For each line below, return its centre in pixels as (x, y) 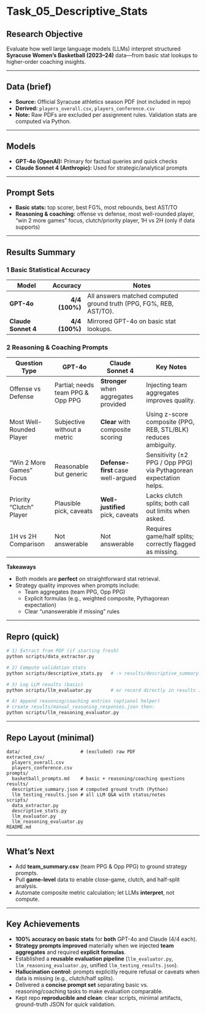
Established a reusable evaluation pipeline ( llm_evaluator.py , (94, 958)
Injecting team (166, 385)
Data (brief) (29, 87)
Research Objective (45, 34)
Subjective (70, 422)
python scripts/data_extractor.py (51, 657)
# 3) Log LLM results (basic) (45, 684)
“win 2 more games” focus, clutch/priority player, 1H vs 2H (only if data (105, 221)
